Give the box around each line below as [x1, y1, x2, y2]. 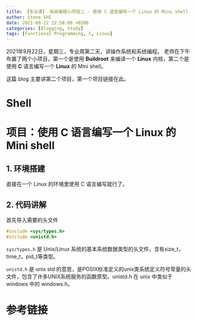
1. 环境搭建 [6, 163, 46, 174]
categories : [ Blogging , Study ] [6, 25, 84, 32]
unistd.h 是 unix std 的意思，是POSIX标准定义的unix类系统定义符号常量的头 [6, 265, 192, 272]
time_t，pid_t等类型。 [6, 253, 59, 260]
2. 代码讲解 [6, 200, 47, 210]
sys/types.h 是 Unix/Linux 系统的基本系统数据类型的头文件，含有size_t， [6, 245, 184, 253]
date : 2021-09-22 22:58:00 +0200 [6, 20, 89, 26]
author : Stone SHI [6, 14, 52, 20]
